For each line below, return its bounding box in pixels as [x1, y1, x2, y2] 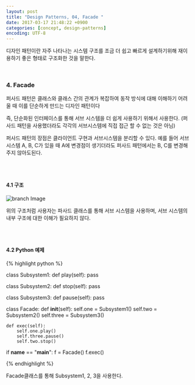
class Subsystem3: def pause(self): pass [6, 294, 105, 301]
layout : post [6, 8, 38, 15]
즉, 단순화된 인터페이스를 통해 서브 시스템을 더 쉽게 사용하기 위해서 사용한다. [6, 115, 180, 122]
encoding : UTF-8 [6, 31, 46, 36]
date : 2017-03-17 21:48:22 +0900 [6, 19, 88, 25]
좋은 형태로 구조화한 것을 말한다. [21, 55, 96, 62]
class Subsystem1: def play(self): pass [6, 271, 99, 278]
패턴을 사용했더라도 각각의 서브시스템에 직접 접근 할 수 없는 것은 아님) [16, 122, 176, 129]
